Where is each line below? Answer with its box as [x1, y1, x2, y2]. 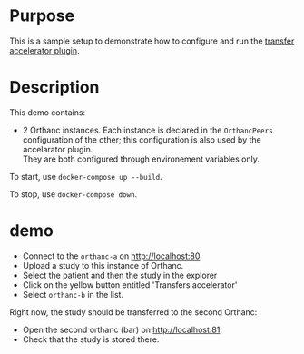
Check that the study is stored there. [22, 333, 160, 345]
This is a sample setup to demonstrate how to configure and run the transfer [9, 35, 295, 46]
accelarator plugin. [22, 143, 93, 154]
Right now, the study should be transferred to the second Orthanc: [9, 306, 258, 318]
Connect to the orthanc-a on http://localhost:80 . [22, 251, 202, 261]
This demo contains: [9, 106, 86, 118]
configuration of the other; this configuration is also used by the [22, 133, 261, 145]
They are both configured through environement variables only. [22, 153, 260, 164]
